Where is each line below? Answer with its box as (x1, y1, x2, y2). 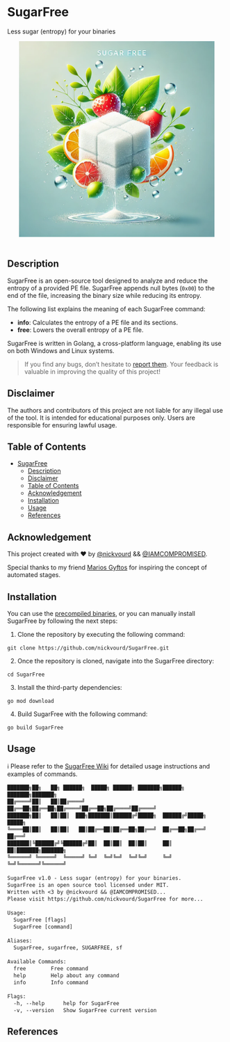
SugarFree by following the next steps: (7, 617, 118, 625)
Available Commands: (7, 958, 67, 965)
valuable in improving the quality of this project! (24, 367, 161, 376)
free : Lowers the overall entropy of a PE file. (17, 325, 144, 334)
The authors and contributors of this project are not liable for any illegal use (7, 406, 224, 414)
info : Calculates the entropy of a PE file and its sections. (17, 318, 179, 326)
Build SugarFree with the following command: (17, 710, 148, 718)
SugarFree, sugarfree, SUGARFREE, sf (13, 944, 123, 951)
